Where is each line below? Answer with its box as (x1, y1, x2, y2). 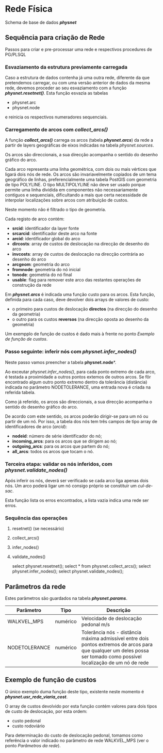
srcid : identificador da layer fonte (12, 226, 79, 231)
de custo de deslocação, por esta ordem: (5, 708, 87, 714)
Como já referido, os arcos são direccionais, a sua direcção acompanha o (5, 399, 152, 405)
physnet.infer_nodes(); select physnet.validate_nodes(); (12, 569, 124, 574)
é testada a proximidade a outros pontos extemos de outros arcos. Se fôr (5, 374, 151, 379)
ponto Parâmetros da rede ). (5, 742, 61, 748)
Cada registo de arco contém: (5, 216, 65, 222)
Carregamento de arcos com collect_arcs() (5, 126, 108, 133)
